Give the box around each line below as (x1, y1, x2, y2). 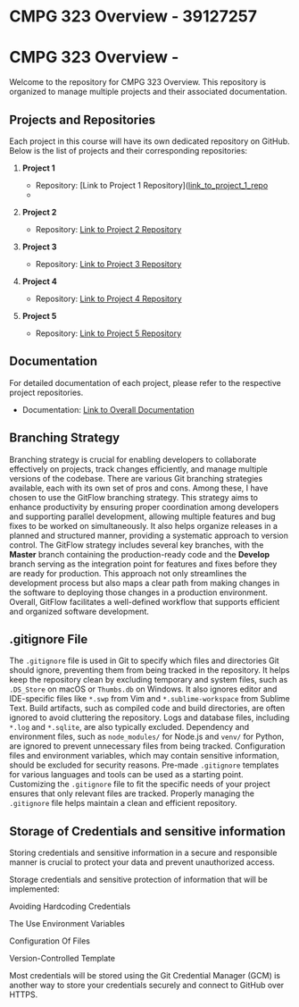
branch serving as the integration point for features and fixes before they (9, 558, 278, 569)
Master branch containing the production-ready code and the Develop (9, 549, 270, 559)
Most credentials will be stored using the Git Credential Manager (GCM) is (9, 970, 281, 981)
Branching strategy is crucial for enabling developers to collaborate (9, 454, 257, 465)
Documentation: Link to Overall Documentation (21, 404, 195, 415)
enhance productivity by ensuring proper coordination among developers (9, 501, 279, 512)
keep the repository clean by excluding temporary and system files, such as (9, 675, 288, 685)
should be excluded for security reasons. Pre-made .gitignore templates (9, 759, 279, 770)
